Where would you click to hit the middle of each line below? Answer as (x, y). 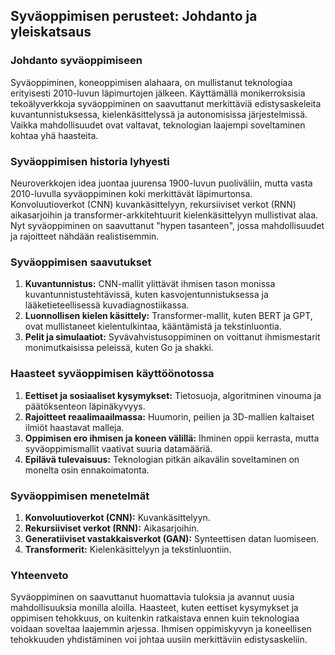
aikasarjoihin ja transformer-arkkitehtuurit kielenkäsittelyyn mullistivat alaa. (164, 215)
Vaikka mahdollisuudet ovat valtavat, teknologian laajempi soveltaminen (158, 125)
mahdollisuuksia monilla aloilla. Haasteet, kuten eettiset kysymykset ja (154, 608)
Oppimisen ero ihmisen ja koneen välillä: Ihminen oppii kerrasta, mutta (172, 438)
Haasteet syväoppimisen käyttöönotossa (112, 374)
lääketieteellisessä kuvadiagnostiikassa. (107, 305)
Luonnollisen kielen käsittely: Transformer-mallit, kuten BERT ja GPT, (168, 316)
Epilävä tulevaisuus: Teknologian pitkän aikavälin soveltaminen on (162, 459)
